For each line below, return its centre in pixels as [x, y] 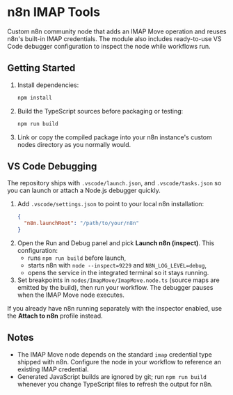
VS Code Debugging [52, 166]
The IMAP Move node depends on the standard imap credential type [114, 354]
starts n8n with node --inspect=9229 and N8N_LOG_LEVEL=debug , [117, 265]
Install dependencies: [48, 85]
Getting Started [41, 68]
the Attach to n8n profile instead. [55, 316]
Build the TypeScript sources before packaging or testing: [100, 111]
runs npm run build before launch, [77, 258]
